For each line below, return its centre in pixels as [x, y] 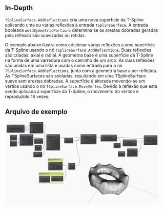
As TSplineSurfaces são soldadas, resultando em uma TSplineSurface [76, 76]
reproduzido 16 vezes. [27, 96]
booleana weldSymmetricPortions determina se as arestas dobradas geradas [82, 30]
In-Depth [19, 8]
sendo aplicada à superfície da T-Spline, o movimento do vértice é [72, 91]
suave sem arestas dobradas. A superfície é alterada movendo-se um [75, 81]
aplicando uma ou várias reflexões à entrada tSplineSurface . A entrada [77, 25]
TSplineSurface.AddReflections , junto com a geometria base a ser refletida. [81, 71]
